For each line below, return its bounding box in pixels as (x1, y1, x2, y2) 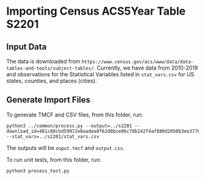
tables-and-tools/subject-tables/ (6, 65, 95, 71)
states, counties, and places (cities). (6, 77, 98, 84)
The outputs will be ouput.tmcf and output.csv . (6, 144, 125, 151)
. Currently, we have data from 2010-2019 (93, 64, 198, 71)
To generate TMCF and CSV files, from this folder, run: (6, 111, 143, 118)
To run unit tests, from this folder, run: (6, 156, 102, 163)
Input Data (6, 41, 47, 52)
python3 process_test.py (6, 168, 70, 174)
